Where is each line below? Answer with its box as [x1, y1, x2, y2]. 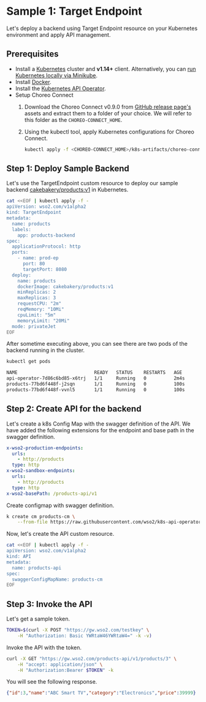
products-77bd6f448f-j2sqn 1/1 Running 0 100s [6, 381, 185, 387]
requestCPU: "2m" [17, 300, 62, 307]
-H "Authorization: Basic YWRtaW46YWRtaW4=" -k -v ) [17, 633, 152, 639]
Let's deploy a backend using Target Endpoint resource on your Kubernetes [6, 25, 198, 32]
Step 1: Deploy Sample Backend [6, 164, 130, 174]
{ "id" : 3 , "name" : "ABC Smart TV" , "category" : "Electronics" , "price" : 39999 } [6, 690, 196, 696]
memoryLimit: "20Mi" [17, 318, 70, 324]
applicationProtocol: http [12, 243, 81, 250]
